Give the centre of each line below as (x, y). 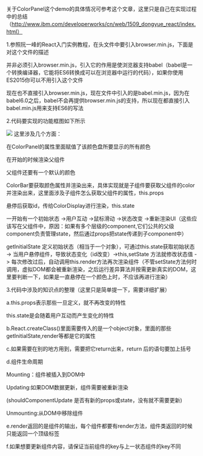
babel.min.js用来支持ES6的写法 (45, 108)
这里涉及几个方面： (38, 134)
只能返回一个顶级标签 (33, 434)
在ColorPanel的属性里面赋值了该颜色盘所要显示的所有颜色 (78, 147)
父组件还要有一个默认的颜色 (41, 172)
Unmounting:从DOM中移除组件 (45, 413)
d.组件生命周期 (25, 362)
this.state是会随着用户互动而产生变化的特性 (60, 316)
